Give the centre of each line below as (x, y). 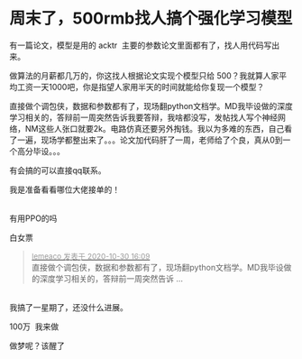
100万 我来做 (34, 327)
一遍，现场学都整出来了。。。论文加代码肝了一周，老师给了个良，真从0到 (150, 140)
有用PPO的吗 (33, 218)
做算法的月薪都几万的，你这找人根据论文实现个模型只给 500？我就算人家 (144, 75)
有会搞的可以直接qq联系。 (58, 170)
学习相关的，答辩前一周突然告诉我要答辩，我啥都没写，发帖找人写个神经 (143, 117)
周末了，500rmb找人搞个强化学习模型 (151, 18)
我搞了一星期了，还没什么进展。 (69, 307)
